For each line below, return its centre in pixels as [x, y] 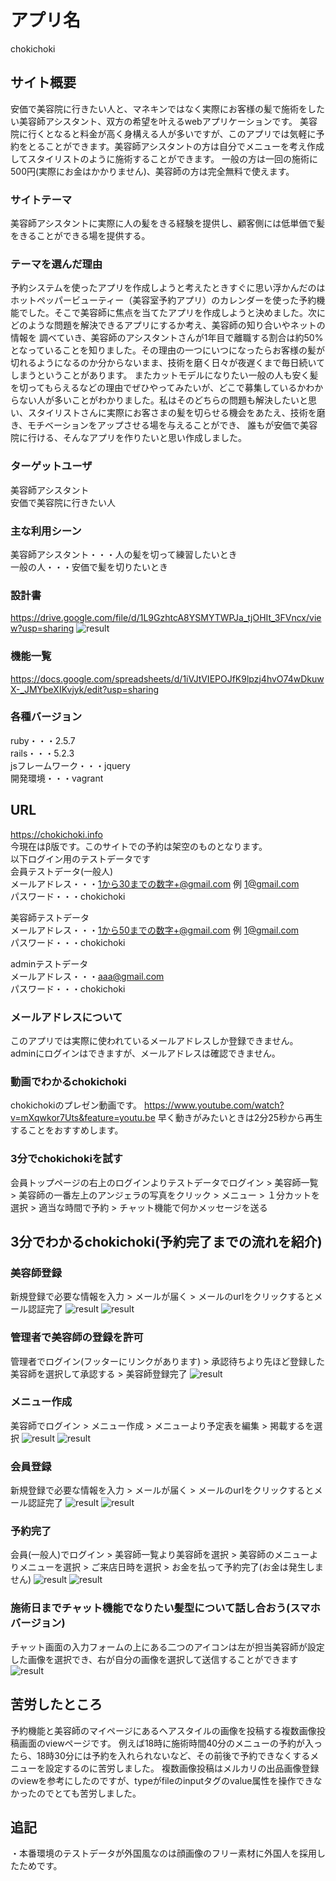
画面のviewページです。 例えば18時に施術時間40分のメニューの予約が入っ [170, 1743]
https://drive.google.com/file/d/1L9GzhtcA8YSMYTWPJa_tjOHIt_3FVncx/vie [166, 618]
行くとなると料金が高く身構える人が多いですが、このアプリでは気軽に [172, 133]
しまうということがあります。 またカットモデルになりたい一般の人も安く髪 [164, 375]
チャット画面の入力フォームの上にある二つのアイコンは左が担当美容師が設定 [167, 1647]
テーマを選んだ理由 [56, 264]
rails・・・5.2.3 [42, 753]
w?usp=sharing [42, 628]
